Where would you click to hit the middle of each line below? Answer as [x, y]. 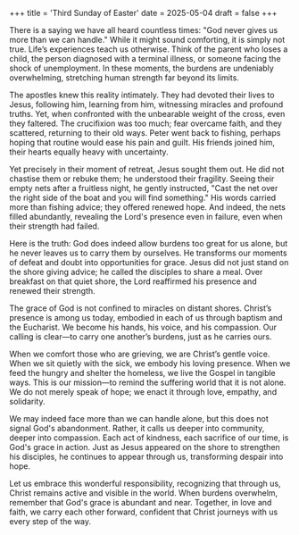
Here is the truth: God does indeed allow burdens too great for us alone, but [149, 243]
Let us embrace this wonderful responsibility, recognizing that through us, [145, 483]
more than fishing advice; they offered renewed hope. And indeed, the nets [147, 207]
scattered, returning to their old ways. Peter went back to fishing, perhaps [145, 133]
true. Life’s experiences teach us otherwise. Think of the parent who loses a [149, 49]
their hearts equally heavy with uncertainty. [89, 152]
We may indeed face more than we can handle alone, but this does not [139, 418]
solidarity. [27, 401]
